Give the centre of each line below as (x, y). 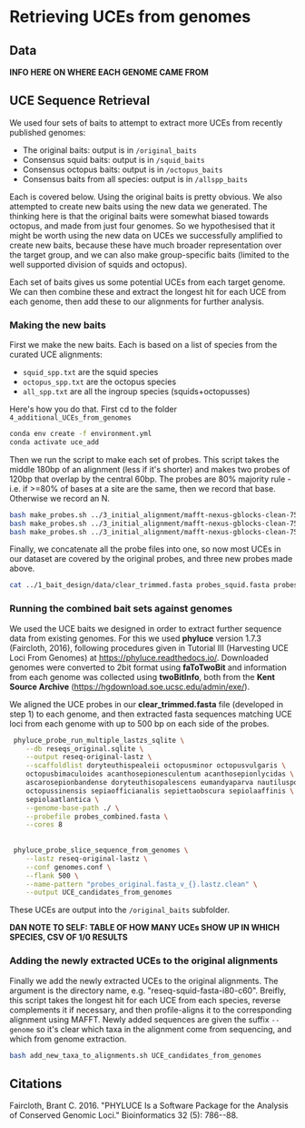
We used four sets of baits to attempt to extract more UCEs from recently (146, 122)
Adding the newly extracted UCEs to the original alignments (144, 960)
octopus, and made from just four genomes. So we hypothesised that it (142, 226)
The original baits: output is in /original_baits (109, 150)
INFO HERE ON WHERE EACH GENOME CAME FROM (109, 72)
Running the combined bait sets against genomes (121, 609)
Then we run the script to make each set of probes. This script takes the (144, 459)
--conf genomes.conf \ (69, 867)
